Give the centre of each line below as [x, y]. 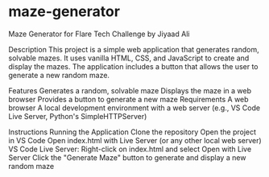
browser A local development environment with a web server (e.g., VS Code [134, 108]
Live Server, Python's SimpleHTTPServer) [78, 116]
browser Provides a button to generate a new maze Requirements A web [128, 99]
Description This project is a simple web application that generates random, [134, 49]
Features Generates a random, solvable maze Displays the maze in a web [130, 90]
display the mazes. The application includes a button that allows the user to [133, 66]
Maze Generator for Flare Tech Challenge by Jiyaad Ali [99, 34]
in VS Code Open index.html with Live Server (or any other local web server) [135, 140]
